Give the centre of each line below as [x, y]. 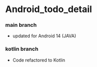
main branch [21, 25]
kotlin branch [22, 49]
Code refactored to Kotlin [39, 60]
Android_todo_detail [49, 9]
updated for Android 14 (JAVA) [44, 36]
